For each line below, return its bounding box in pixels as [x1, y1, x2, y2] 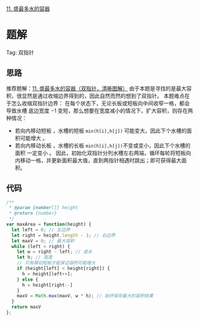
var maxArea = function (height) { [6, 221, 92, 227]
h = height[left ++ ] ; [21, 271, 73, 277]
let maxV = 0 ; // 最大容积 [11, 238, 75, 244]
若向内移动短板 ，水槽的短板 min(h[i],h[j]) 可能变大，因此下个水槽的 [14, 127, 187, 134]
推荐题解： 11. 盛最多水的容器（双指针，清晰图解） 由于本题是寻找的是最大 [6, 85, 187, 92]
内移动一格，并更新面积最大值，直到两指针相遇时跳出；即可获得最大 [14, 157, 182, 164]
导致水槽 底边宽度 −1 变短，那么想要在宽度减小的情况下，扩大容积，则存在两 [6, 107, 193, 114]
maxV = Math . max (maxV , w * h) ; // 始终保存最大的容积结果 [17, 293, 153, 299]
